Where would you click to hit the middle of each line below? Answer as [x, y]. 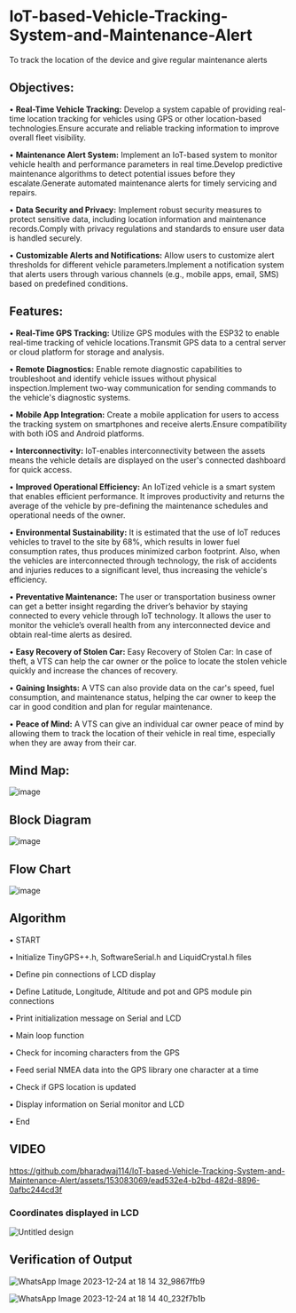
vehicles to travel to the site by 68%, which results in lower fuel [125, 541]
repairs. [23, 192]
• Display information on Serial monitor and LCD [97, 1104]
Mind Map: [39, 770]
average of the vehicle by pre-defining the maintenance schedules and [139, 505]
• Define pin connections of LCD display [83, 974]
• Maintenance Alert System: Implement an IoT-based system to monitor [143, 155]
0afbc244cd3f [36, 1190]
